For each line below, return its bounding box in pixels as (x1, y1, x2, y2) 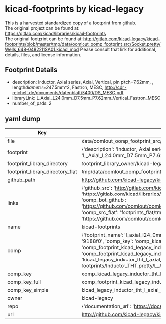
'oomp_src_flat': (81, 209, 119, 216)
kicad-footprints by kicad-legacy (5, 3, 144, 15)
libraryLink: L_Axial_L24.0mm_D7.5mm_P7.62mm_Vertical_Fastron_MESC (12, 95, 161, 101)
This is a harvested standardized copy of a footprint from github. (5, 20, 137, 26)
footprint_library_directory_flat (7, 168, 77, 175)
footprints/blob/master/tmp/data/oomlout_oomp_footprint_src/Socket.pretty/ (5, 41, 161, 47)
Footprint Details (5, 66, 58, 74)
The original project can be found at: (5, 25, 80, 31)
